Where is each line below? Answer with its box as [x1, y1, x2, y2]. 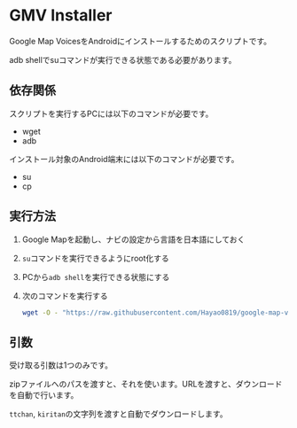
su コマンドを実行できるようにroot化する [21, 253, 170, 263]
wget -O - [21, 307, 59, 317]
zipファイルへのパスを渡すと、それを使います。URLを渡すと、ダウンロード [9, 378, 283, 390]
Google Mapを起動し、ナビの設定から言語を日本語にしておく [21, 234, 246, 245]
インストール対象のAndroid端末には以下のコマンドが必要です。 [9, 153, 239, 164]
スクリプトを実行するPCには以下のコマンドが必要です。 [9, 108, 214, 119]
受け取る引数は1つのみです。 [9, 360, 113, 370]
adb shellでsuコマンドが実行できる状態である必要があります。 [9, 54, 237, 65]
